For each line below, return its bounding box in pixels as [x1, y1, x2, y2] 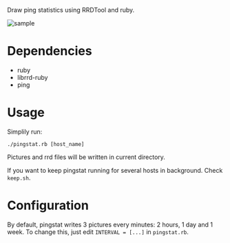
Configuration [7, 198, 90, 213]
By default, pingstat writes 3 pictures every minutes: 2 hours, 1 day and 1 [7, 220, 213, 229]
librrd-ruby [17, 73, 48, 81]
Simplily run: [7, 127, 43, 136]
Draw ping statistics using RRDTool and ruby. [7, 6, 135, 14]
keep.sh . [7, 173, 31, 182]
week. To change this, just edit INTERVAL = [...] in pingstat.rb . [7, 227, 189, 236]
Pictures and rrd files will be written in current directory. [7, 153, 165, 161]
